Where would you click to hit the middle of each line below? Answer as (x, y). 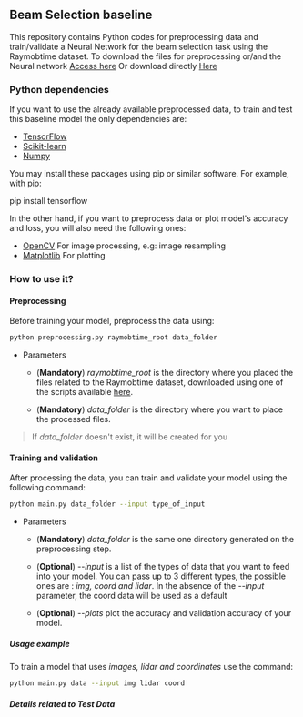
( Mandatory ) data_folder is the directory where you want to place (160, 409)
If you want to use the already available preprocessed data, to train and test (151, 109)
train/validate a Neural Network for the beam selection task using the (139, 46)
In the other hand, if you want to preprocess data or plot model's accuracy (149, 218)
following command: (48, 488)
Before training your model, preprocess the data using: (112, 321)
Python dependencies (59, 89)
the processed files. (73, 419)
